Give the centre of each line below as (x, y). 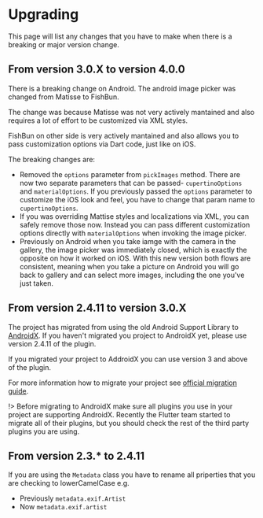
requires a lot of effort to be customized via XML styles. (98, 120)
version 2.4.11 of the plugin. (52, 343)
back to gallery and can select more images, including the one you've (132, 275)
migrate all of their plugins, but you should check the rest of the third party (129, 423)
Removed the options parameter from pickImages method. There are (130, 174)
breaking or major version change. (64, 44)
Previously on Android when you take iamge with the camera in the (128, 241)
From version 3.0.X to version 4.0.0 (97, 70)
